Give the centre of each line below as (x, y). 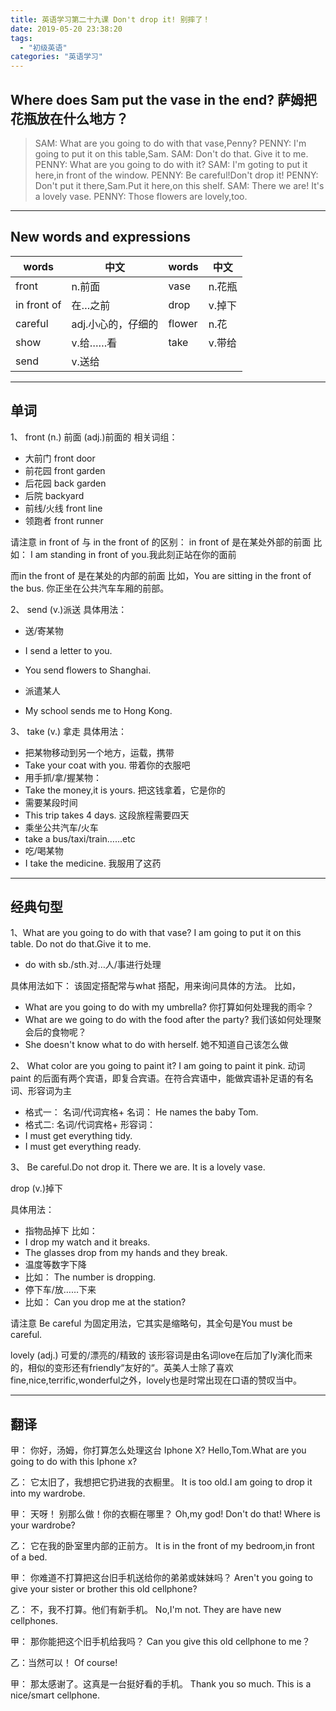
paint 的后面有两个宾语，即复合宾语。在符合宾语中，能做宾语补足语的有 (157, 1078)
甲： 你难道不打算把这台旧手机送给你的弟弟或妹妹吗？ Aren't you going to (161, 1578)
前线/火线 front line (63, 508)
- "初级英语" (43, 47)
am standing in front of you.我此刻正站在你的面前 (135, 554)
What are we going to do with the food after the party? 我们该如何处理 (168, 1020)
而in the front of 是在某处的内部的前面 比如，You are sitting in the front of (161, 575)
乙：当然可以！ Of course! (64, 1663)
